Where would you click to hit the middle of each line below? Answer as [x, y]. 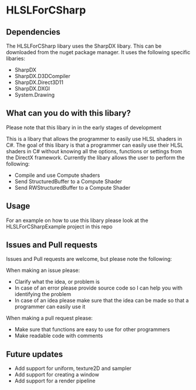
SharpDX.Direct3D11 [39, 82]
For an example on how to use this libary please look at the [77, 220]
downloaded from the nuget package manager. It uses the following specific [98, 52]
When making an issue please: [43, 270]
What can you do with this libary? [68, 113]
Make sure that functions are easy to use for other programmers [92, 330]
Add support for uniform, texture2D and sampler [73, 368]
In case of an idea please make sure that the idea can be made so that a [102, 301]
